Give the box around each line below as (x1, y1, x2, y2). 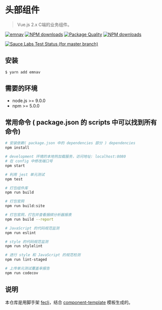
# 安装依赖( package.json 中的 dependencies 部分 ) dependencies (5, 141, 136, 146)
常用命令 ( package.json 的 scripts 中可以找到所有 (5, 118, 157, 127)
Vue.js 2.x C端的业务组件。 (17, 22, 72, 27)
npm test (5, 177, 23, 181)
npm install (5, 145, 29, 150)
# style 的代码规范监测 (5, 239, 49, 244)
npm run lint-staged (5, 257, 48, 262)
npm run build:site (5, 204, 45, 208)
